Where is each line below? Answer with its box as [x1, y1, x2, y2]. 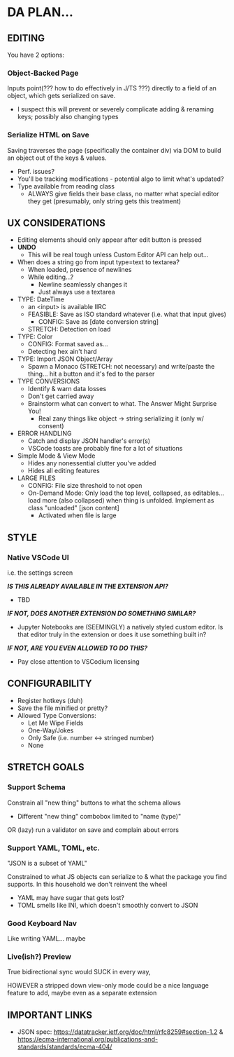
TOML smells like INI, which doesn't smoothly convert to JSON [17, 901, 198, 909]
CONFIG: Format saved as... [27, 340, 108, 348]
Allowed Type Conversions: [17, 711, 96, 719]
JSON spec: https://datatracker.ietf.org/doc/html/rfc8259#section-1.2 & [17, 1028, 224, 1036]
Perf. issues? [17, 167, 54, 175]
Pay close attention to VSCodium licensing [17, 657, 140, 666]
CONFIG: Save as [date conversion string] [38, 318, 159, 326]
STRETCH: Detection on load [27, 325, 111, 334]
